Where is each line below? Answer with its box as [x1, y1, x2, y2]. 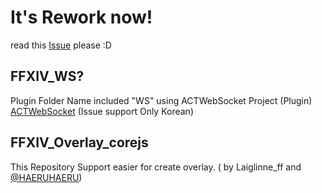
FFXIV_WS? [10, 68, 85, 85]
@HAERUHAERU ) [10, 171, 83, 183]
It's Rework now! [10, 6, 153, 29]
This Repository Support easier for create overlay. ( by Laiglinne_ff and [10, 161, 302, 173]
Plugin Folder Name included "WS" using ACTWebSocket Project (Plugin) [10, 94, 313, 106]
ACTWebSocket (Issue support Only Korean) [10, 105, 194, 117]
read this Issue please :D [10, 39, 112, 51]
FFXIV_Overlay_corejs [10, 134, 149, 151]
